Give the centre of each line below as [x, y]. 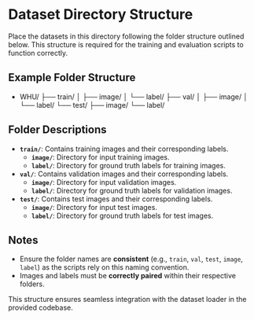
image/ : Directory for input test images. [94, 207]
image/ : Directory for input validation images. [104, 182]
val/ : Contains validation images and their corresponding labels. [124, 174]
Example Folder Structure [72, 77]
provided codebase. [40, 307]
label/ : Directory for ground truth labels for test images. [122, 215]
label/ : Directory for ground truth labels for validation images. [132, 190]
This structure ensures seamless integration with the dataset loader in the [127, 300]
